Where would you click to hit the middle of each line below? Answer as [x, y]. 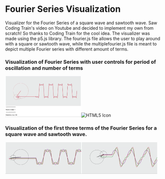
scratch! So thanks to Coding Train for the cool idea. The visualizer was [78, 33]
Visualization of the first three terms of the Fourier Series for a [81, 128]
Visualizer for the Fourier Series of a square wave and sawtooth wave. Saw [81, 23]
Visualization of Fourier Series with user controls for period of [81, 62]
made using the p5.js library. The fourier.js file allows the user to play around [83, 39]
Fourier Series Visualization [63, 9]
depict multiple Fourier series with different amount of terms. [67, 49]
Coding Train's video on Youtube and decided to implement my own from [79, 28]
